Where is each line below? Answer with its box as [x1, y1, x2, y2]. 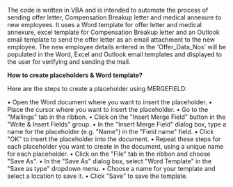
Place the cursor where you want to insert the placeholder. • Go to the [7, 106, 209, 113]
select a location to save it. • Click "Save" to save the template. [7, 172, 188, 180]
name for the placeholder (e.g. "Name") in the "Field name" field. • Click [7, 128, 214, 136]
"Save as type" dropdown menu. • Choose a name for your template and [7, 165, 216, 172]
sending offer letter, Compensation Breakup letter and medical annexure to [7, 13, 221, 22]
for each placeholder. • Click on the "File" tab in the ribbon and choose [7, 149, 211, 158]
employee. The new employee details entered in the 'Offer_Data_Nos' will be [7, 43, 227, 51]
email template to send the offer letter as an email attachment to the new [7, 35, 216, 44]
